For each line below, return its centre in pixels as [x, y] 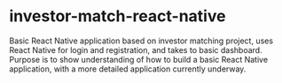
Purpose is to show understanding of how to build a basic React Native [139, 59]
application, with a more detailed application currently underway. [128, 69]
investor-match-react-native [117, 16]
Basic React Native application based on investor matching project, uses [141, 41]
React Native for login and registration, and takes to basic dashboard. [136, 49]
